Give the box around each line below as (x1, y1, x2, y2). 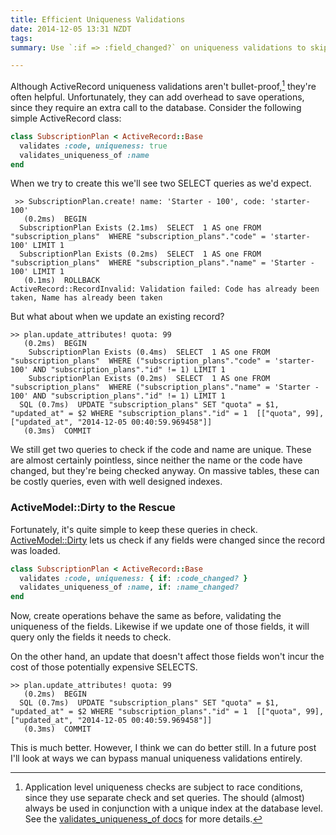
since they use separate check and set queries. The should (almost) (24, 792, 305, 804)
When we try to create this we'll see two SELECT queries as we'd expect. (10, 177, 312, 190)
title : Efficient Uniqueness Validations (10, 14, 186, 25)
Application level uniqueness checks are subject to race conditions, (24, 781, 303, 793)
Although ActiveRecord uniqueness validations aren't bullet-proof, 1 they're (10, 79, 317, 92)
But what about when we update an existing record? (10, 311, 225, 323)
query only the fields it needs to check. (10, 631, 172, 643)
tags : (10, 33, 33, 43)
